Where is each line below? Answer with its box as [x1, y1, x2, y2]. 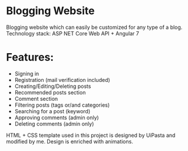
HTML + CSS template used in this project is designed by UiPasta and [6, 132, 176, 139]
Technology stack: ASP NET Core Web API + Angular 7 [6, 29, 140, 37]
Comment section [14, 95, 58, 102]
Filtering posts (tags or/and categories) [14, 101, 110, 109]
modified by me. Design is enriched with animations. [6, 137, 134, 145]
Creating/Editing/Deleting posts [14, 83, 91, 90]
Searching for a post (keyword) [14, 107, 91, 114]
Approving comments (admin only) [14, 114, 99, 121]
